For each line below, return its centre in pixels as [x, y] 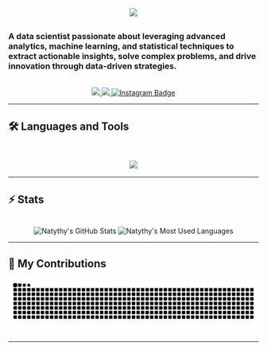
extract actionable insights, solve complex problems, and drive [132, 56]
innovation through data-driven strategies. [93, 66]
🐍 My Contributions [58, 264]
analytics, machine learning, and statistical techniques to [121, 46]
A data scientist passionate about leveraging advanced [117, 37]
